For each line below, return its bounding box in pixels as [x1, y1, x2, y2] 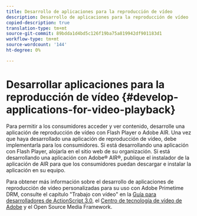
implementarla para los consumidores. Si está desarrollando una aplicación [6, 141, 189, 149]
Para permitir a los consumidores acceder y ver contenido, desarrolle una [6, 122, 185, 130]
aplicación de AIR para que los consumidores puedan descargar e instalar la [6, 160, 192, 167]
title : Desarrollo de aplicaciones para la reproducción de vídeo [6, 8, 173, 15]
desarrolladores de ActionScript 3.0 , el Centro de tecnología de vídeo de [6, 196, 182, 204]
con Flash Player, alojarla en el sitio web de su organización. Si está [6, 147, 170, 154]
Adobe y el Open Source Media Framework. [6, 203, 113, 210]
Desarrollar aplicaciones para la [6, 78, 165, 91]
